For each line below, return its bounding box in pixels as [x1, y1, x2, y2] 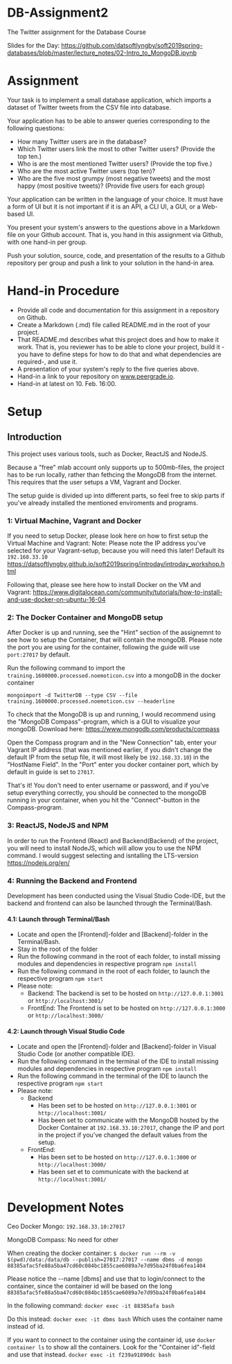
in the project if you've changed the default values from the [37, 1131, 208, 1139]
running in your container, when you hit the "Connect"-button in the [7, 796, 200, 805]
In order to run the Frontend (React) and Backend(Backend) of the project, [7, 837, 219, 845]
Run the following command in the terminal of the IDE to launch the [17, 1072, 208, 1081]
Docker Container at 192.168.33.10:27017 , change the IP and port [37, 1123, 225, 1132]
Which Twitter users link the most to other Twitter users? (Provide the [17, 144, 216, 153]
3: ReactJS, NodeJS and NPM [7, 821, 109, 830]
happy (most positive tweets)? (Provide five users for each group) [17, 182, 206, 190]
